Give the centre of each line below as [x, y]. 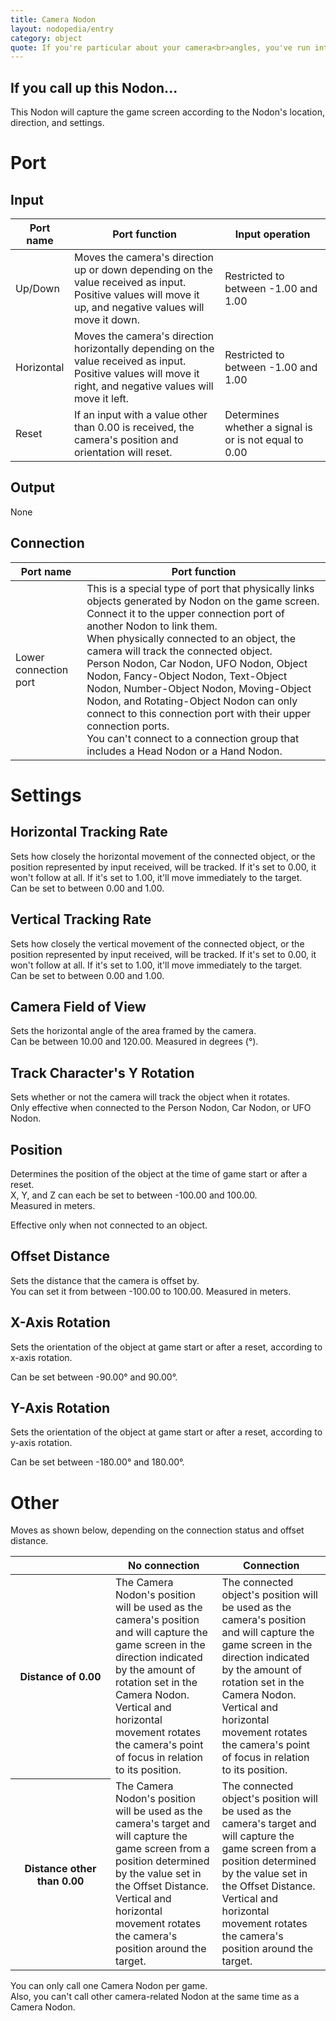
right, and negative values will [144, 386]
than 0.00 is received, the [134, 428]
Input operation [272, 234]
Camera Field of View [78, 1006]
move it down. [107, 320]
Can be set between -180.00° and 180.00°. [97, 1462]
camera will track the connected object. [179, 651]
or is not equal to [264, 440]
